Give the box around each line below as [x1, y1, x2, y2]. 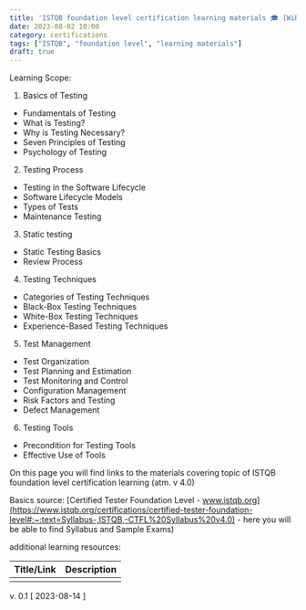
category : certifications [9, 30, 107, 39]
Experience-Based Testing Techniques [22, 321, 168, 331]
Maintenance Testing [22, 211, 102, 222]
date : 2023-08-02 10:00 [9, 22, 100, 31]
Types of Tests [22, 202, 79, 213]
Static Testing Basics [22, 247, 102, 258]
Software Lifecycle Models [22, 192, 123, 203]
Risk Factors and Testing [22, 394, 116, 406]
